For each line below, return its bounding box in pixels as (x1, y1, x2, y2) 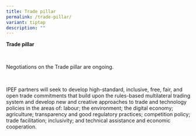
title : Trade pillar (6, 8, 57, 15)
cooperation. (6, 123, 37, 130)
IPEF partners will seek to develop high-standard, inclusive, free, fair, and (6, 86, 183, 93)
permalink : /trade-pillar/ (6, 14, 72, 20)
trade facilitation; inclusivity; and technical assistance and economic (6, 117, 171, 124)
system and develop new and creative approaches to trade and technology (6, 99, 187, 106)
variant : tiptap (6, 19, 46, 25)
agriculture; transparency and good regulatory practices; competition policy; (6, 111, 191, 118)
